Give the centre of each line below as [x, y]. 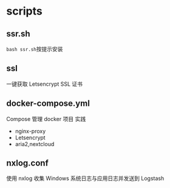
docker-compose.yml [48, 104]
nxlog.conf [27, 163]
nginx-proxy [30, 131]
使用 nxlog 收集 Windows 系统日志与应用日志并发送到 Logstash [85, 178]
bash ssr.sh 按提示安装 [35, 49]
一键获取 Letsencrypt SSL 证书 [45, 84]
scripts [24, 11]
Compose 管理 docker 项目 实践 [46, 119]
